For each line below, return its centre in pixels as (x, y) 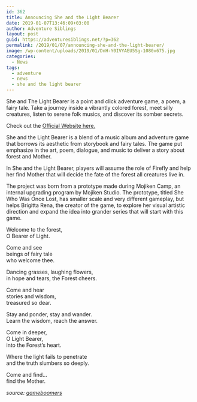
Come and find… (27, 375)
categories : (21, 56)
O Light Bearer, (25, 339)
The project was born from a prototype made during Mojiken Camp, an (93, 186)
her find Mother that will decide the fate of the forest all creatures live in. (96, 174)
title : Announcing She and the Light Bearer (63, 17)
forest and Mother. (29, 156)
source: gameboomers (34, 393)
